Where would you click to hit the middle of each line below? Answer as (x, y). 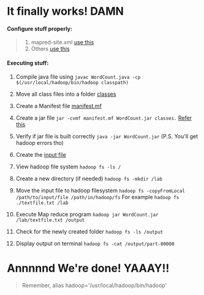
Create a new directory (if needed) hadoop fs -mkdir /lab (89, 178)
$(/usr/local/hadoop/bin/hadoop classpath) (72, 82)
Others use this (50, 49)
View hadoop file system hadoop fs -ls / (68, 167)
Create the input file (41, 154)
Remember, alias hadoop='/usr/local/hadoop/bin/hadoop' (94, 285)
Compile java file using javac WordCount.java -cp (78, 77)
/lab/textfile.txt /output (50, 220)
